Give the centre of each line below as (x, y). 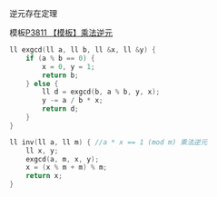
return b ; (60, 75)
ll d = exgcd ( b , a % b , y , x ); (101, 92)
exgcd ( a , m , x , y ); (63, 159)
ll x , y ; (42, 151)
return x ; (44, 176)
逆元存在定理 (33, 13)
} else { (42, 84)
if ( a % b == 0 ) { (60, 58)
